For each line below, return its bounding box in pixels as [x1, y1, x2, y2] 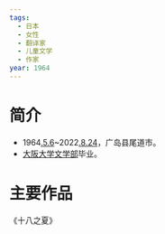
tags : [9, 13, 30, 23]
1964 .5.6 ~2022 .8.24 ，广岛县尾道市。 [22, 136, 161, 147]
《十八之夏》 [9, 214, 57, 226]
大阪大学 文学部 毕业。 [22, 148, 102, 159]
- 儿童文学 [17, 47, 53, 56]
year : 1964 [9, 64, 50, 73]
